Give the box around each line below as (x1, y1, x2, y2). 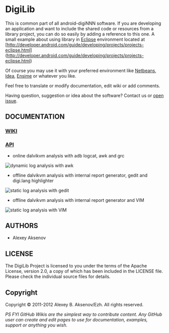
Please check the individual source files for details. (5, 273, 111, 280)
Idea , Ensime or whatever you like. (5, 73, 76, 79)
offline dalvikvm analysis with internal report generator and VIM (12, 197, 144, 203)
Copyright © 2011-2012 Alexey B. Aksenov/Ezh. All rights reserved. (5, 301, 144, 307)
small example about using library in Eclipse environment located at (5, 36, 145, 42)
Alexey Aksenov (12, 235, 46, 241)
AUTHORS (5, 221, 39, 230)
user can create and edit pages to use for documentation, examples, (5, 316, 148, 322)
